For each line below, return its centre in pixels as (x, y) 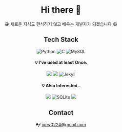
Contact (61, 112)
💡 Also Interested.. (61, 85)
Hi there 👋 (61, 10)
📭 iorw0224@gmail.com (61, 124)
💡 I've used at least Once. (61, 62)
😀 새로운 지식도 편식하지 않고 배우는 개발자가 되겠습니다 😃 (61, 24)
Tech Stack (61, 40)
